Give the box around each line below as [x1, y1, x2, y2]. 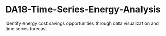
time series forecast [5, 25, 48, 31]
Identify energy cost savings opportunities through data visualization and [5, 20, 159, 26]
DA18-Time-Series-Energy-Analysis [5, 4, 161, 15]
